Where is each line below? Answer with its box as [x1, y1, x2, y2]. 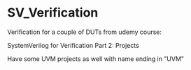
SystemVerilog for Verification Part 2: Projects [7, 41, 140, 49]
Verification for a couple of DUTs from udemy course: [7, 28, 162, 36]
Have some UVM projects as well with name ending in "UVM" [7, 54, 184, 63]
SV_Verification [7, 5, 99, 21]
